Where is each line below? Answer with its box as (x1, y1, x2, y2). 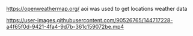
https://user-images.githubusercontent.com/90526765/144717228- (6, 17, 173, 23)
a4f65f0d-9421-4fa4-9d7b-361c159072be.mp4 (6, 23, 124, 30)
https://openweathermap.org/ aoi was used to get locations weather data (6, 5, 188, 12)
